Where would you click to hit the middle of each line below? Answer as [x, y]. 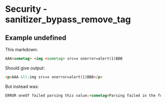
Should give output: [25, 68]
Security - [26, 9]
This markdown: [21, 50]
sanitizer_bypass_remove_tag [68, 19]
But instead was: [22, 86]
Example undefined [36, 38]
